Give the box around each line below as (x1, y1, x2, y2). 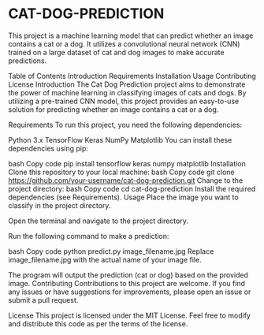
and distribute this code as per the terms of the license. (8, 318, 188, 328)
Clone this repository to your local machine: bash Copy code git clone (8, 167, 235, 177)
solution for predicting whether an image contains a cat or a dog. (8, 104, 219, 114)
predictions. (8, 56, 47, 65)
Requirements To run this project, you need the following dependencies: (8, 120, 243, 129)
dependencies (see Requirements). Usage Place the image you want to (8, 192, 239, 202)
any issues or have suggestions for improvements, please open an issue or (8, 287, 251, 296)
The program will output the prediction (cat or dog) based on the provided (8, 270, 248, 280)
